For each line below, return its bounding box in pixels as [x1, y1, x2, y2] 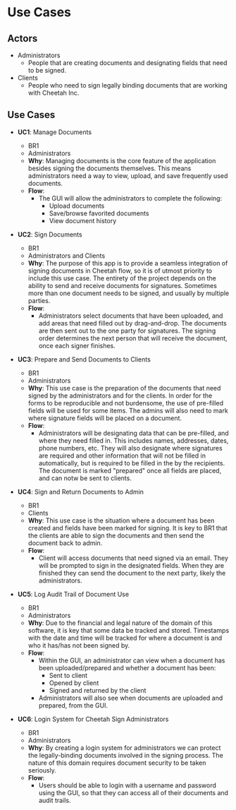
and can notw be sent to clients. [38, 474, 132, 482]
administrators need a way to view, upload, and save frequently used [27, 171, 228, 180]
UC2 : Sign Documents [17, 230, 82, 239]
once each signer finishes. [38, 341, 116, 350]
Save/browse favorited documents [49, 209, 149, 218]
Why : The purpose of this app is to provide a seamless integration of [27, 258, 228, 267]
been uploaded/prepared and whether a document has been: [38, 663, 216, 672]
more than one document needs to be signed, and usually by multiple [27, 289, 230, 297]
